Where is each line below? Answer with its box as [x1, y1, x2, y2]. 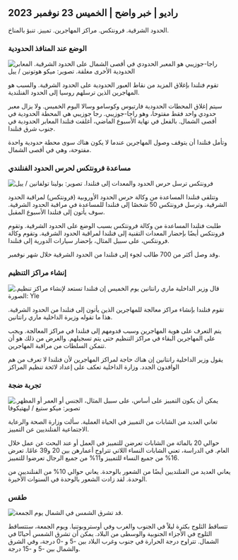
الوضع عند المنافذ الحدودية [8, 43, 87, 53]
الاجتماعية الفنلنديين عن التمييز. [8, 425, 90, 433]
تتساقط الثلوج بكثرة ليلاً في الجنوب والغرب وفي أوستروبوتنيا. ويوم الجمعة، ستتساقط [8, 522, 228, 530]
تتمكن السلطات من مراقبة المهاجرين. [8, 341, 107, 350]
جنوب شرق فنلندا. [8, 124, 56, 133]
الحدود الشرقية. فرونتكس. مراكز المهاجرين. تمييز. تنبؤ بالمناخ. [8, 25, 169, 34]
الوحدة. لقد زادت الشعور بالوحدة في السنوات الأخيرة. [8, 475, 148, 483]
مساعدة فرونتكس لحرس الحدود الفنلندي [8, 163, 131, 173]
